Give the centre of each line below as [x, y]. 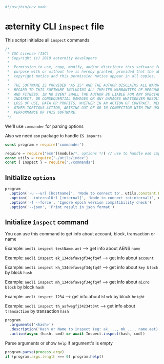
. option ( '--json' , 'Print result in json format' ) [62, 207]
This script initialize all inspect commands [47, 40]
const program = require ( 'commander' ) [44, 144]
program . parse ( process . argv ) [35, 352]
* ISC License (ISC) [28, 54]
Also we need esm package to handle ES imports [53, 135]
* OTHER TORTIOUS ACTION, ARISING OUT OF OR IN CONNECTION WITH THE [79, 108]
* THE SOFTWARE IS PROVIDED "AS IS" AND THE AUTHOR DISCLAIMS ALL [77, 85]
